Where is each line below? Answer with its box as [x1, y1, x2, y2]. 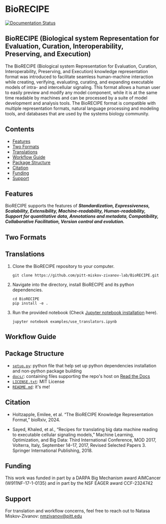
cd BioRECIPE [12, 296, 40, 301]
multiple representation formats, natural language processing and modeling [5, 105, 159, 111]
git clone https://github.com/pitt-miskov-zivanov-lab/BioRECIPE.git [12, 272, 160, 278]
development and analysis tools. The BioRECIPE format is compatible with [5, 100, 156, 106]
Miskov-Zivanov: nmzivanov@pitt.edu [5, 513, 83, 519]
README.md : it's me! [12, 384, 51, 390]
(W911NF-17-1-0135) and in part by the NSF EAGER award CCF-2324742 [5, 480, 153, 486]
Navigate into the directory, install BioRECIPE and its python [12, 281, 134, 287]
